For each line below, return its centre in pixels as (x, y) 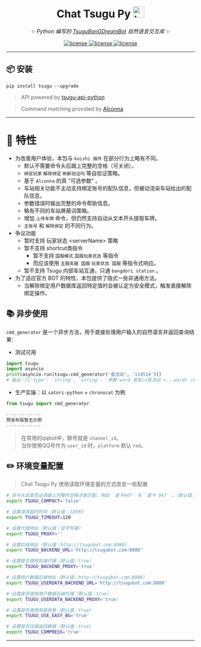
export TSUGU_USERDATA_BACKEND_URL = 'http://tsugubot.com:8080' (87, 583)
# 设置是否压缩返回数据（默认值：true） (50, 627)
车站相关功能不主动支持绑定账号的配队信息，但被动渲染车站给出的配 (108, 188)
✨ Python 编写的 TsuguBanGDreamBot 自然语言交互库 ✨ (100, 31)
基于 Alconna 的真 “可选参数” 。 (62, 180)
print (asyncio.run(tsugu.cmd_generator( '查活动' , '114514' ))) (84, 374)
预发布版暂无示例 (24, 420)
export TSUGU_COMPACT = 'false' (44, 501)
